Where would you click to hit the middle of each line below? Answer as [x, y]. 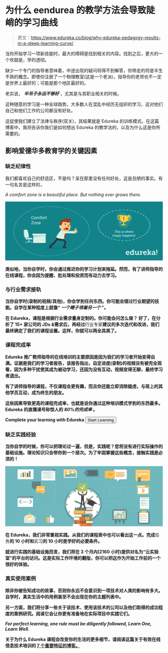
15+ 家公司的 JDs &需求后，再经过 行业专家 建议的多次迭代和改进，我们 [87, 324]
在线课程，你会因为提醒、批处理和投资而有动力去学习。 [62, 275]
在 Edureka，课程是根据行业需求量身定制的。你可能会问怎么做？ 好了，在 [81, 318]
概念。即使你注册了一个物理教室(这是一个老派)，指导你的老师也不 [86, 77]
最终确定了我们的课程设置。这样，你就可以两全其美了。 [62, 331]
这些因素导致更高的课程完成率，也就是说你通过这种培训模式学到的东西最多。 [84, 403]
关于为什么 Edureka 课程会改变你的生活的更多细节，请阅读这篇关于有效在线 [83, 639]
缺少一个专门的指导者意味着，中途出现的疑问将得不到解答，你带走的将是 [79, 70]
